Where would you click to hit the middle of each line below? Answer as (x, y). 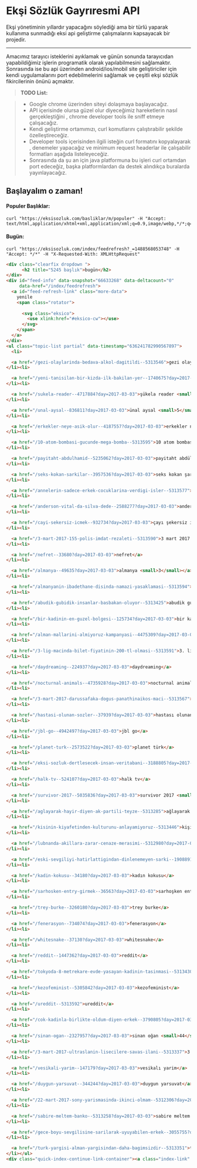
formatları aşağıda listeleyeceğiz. (69, 154)
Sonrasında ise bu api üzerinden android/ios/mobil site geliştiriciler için (91, 69)
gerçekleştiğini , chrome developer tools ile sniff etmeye (97, 116)
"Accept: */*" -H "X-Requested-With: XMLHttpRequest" (73, 254)
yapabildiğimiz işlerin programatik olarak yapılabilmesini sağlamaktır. (89, 62)
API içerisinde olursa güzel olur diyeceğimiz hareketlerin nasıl (103, 110)
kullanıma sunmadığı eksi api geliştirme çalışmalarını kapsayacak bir (88, 33)
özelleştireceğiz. (49, 135)
